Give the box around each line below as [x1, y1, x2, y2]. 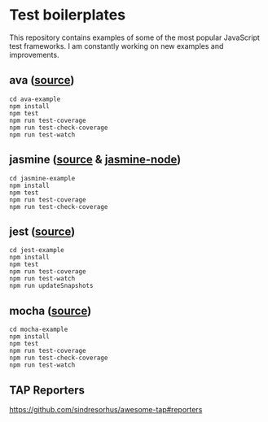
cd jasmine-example [9, 174, 76, 182]
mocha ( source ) [9, 303, 92, 318]
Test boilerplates [9, 6, 125, 24]
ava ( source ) [9, 73, 75, 87]
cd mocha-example [9, 325, 68, 334]
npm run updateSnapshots [9, 282, 94, 290]
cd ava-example [9, 95, 61, 103]
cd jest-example [9, 246, 64, 255]
